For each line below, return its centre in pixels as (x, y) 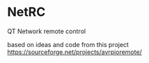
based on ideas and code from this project (68, 44)
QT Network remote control (46, 31)
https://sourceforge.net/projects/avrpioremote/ (75, 52)
